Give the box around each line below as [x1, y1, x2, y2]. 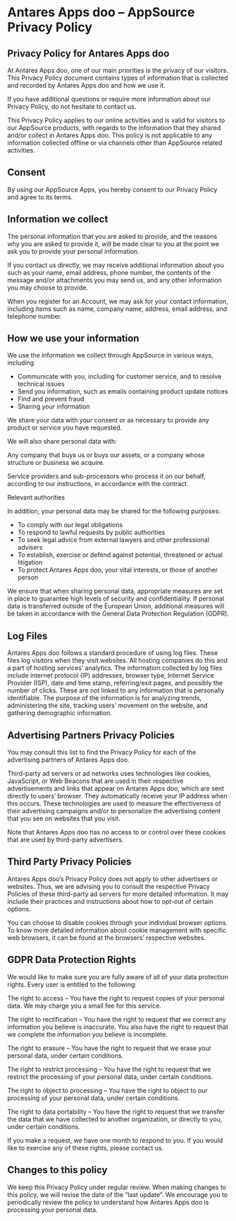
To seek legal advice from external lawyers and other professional [17, 536, 210, 544]
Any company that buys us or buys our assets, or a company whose [7, 451, 205, 459]
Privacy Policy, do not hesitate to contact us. [7, 102, 137, 110]
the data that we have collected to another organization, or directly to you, [7, 1114, 223, 1123]
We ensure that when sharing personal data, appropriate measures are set [7, 587, 223, 596]
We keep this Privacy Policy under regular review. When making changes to [7, 1183, 227, 1191]
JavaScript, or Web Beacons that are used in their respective [7, 777, 184, 785]
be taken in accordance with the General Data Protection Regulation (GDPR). [7, 609, 230, 618]
